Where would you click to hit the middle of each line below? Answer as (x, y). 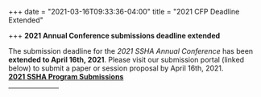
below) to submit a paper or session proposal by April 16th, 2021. (116, 68)
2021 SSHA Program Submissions (66, 77)
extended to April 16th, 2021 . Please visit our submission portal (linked (126, 60)
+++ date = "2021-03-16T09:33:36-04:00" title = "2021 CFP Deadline (124, 12)
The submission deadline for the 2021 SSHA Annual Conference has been (131, 51)
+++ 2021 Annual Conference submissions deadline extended (114, 36)
